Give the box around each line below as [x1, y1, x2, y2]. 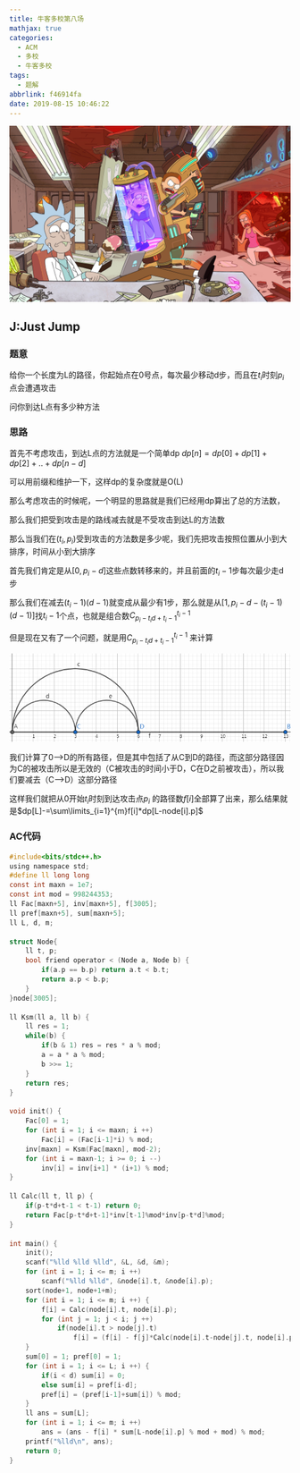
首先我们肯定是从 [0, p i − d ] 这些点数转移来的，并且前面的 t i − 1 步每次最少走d [9, 565, 284, 578]
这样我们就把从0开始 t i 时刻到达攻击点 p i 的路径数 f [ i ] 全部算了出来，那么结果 [9, 792, 280, 806]
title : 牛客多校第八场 [9, 14, 85, 23]
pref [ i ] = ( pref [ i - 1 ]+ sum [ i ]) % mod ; [41, 1390, 182, 1399]
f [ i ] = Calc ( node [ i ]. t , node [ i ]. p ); [41, 1305, 178, 1314]
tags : [9, 72, 29, 80]
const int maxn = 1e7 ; [9, 881, 94, 890]
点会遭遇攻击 [9, 382, 56, 393]
